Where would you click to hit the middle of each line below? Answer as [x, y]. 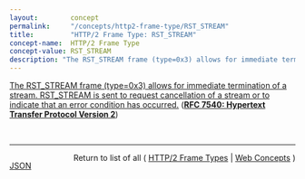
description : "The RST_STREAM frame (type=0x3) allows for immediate [144, 60]
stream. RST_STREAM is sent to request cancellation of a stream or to [140, 95]
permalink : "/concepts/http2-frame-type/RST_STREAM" [119, 26]
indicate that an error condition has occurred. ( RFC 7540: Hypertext [138, 104]
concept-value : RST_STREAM [60, 52]
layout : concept [54, 18]
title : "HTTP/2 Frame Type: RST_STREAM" [103, 34]
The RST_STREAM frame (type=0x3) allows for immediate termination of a [148, 85]
